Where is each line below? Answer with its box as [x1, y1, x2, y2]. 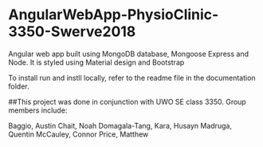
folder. [8, 81, 29, 91]
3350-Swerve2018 [8, 22, 136, 41]
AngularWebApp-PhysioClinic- [8, 6, 219, 24]
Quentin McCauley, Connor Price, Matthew [8, 129, 149, 139]
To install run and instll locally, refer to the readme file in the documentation [8, 73, 257, 82]
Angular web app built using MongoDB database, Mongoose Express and [8, 49, 249, 58]
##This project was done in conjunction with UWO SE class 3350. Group [8, 97, 247, 106]
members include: [8, 105, 68, 115]
